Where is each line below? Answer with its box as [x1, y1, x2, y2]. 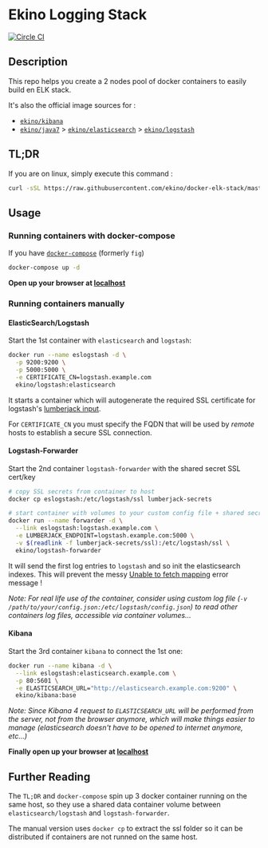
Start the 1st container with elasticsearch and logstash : [8, 335, 191, 345]
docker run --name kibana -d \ [8, 661, 112, 670]
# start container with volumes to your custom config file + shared [8, 509, 245, 517]
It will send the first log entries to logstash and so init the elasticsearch [8, 561, 241, 570]
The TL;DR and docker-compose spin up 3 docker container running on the [8, 791, 247, 801]
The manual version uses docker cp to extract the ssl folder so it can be [8, 824, 243, 834]
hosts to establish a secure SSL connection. [8, 427, 152, 437]
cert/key [8, 472, 36, 481]
